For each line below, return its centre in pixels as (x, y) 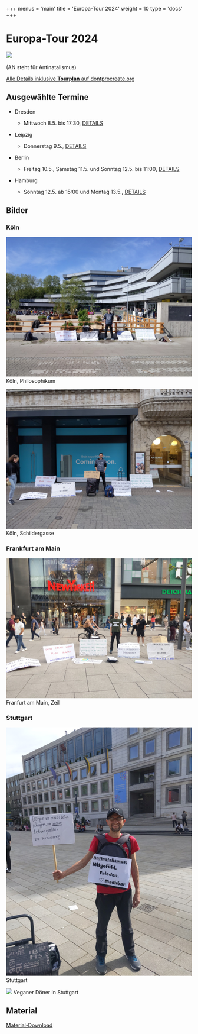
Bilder (17, 210)
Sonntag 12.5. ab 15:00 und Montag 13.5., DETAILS (85, 192)
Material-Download (29, 1025)
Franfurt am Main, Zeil (33, 702)
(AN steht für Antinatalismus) (41, 67)
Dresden (25, 111)
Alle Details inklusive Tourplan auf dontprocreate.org (70, 79)
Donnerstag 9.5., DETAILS (55, 146)
